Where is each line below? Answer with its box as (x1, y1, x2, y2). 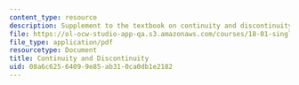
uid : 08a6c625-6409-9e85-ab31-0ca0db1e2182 (9, 63, 174, 72)
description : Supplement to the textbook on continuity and (9, 21, 238, 30)
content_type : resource (9, 12, 98, 22)
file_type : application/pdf (9, 37, 114, 47)
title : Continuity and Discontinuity (9, 54, 149, 63)
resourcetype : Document (9, 46, 98, 55)
